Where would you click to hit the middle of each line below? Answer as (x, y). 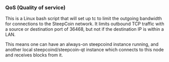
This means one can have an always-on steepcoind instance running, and (82, 44)
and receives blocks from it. (34, 55)
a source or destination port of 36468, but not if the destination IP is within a (84, 29)
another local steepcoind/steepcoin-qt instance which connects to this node (84, 50)
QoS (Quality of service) (35, 8)
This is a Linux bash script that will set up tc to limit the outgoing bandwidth (84, 19)
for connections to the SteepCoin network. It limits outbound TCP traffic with (85, 24)
